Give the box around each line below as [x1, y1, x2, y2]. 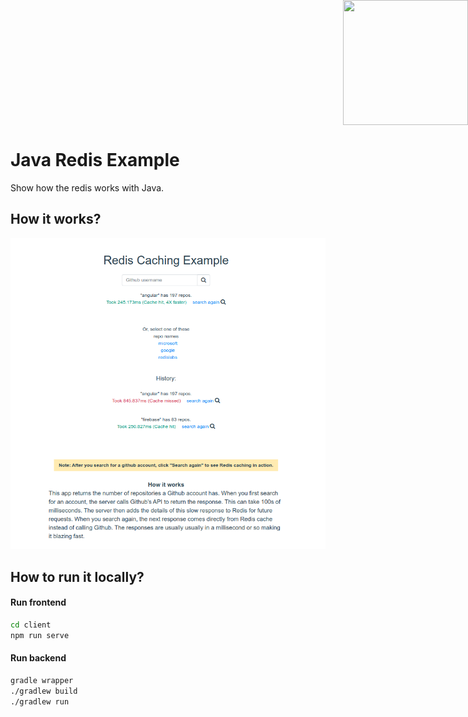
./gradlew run [10, 696, 70, 707]
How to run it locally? [10, 568, 145, 585]
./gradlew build [10, 686, 78, 696]
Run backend [10, 652, 67, 664]
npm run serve [10, 630, 70, 640]
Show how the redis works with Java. [10, 181, 165, 194]
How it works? [10, 211, 102, 228]
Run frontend [10, 596, 67, 609]
